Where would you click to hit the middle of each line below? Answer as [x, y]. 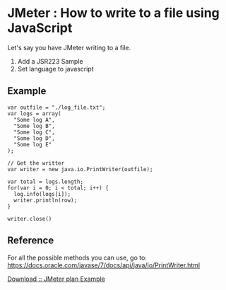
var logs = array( [34, 114]
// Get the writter [36, 163]
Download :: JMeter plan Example [56, 279]
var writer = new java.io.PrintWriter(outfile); [80, 169]
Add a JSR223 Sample [50, 61]
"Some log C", [34, 132]
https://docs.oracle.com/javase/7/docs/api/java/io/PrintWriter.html [103, 265]
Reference [31, 241]
